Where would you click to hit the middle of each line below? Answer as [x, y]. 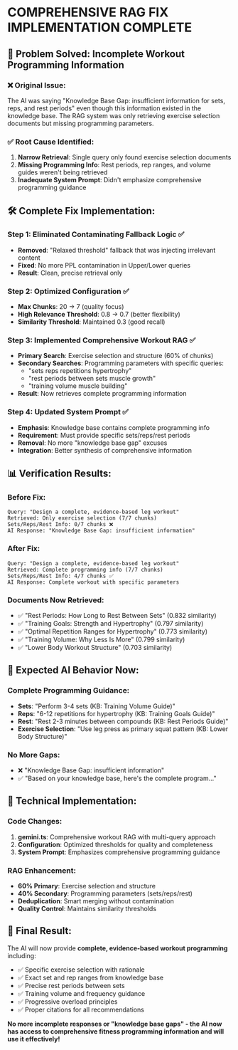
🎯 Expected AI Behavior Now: [74, 670]
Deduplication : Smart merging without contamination [96, 901]
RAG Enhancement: [42, 871]
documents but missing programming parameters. [81, 123]
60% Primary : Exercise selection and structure [87, 886]
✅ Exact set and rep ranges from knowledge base [91, 977]
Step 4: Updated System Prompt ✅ [68, 412]
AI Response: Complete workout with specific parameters [93, 582]
